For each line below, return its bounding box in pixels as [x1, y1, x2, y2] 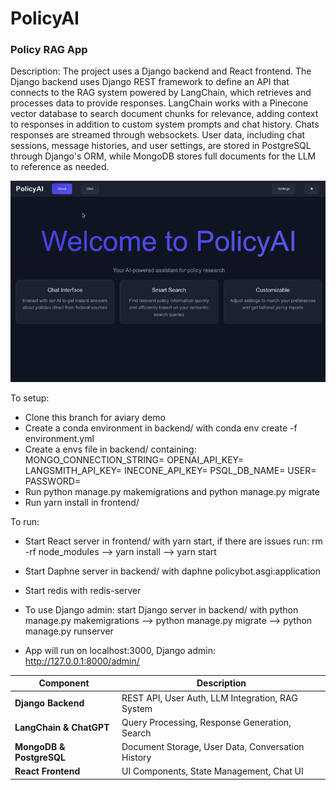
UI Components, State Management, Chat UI [121, 765, 304, 777]
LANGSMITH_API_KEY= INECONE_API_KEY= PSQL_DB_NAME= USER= [24, 464, 317, 476]
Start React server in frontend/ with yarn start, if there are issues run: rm [24, 535, 323, 547]
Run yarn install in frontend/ [24, 496, 140, 508]
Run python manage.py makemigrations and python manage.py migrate [24, 485, 320, 497]
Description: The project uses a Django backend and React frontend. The [10, 65, 312, 77]
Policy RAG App [10, 43, 88, 57]
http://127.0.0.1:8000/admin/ [24, 655, 140, 667]
